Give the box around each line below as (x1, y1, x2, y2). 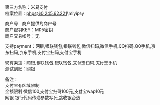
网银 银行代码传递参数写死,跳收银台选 (5, 95, 80, 100)
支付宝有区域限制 (5, 83, 40, 88)
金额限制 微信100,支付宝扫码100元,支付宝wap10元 (5, 88, 104, 94)
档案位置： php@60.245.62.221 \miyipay (5, 10, 84, 16)
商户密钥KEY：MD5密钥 (5, 27, 53, 33)
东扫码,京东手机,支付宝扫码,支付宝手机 (5, 49, 82, 55)
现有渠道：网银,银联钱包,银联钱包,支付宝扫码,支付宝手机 (5, 60, 117, 65)
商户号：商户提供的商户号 (5, 21, 57, 26)
